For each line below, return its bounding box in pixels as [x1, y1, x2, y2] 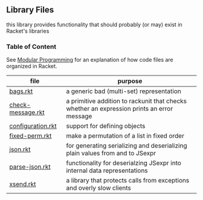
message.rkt [9, 108, 45, 117]
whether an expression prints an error [66, 105, 173, 113]
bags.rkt [9, 87, 33, 95]
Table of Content [6, 42, 57, 51]
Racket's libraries [6, 27, 50, 34]
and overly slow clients [66, 184, 132, 192]
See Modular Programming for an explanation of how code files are [6, 56, 173, 63]
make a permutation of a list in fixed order [66, 132, 184, 140]
